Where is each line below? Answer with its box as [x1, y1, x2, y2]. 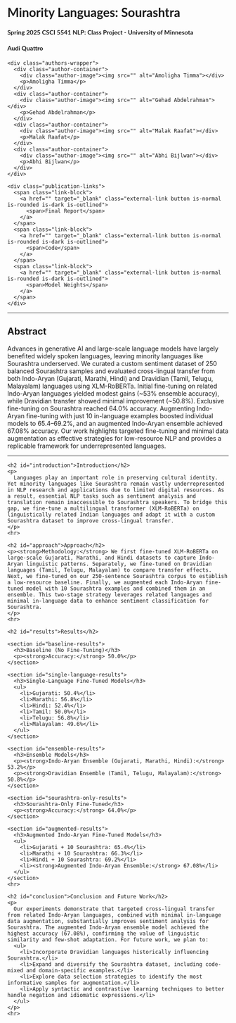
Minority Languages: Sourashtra [7, 4, 181, 20]
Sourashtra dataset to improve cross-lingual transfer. [7, 517, 174, 525]
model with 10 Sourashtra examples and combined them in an [25, 585, 206, 592]
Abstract [7, 325, 47, 338]
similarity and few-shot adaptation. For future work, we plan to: [7, 936, 209, 943]
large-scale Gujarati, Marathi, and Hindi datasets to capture [7, 554, 197, 561]
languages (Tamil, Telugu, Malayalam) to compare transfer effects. [7, 566, 212, 574]
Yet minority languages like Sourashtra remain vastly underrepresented [7, 480, 225, 487]
